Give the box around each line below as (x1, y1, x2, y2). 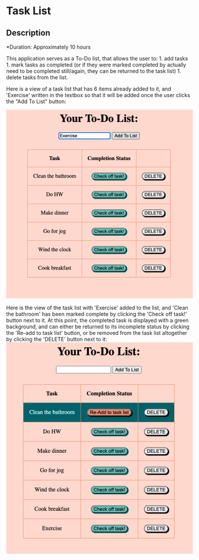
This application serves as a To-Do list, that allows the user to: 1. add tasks (6, 55, 188, 62)
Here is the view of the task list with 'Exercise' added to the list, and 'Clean (6, 304, 188, 311)
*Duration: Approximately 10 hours (6, 43, 91, 50)
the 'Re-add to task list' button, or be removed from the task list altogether (6, 329, 188, 336)
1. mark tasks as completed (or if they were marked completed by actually (6, 61, 187, 68)
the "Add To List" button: (6, 98, 66, 105)
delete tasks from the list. (6, 74, 68, 81)
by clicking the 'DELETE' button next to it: (6, 335, 108, 343)
